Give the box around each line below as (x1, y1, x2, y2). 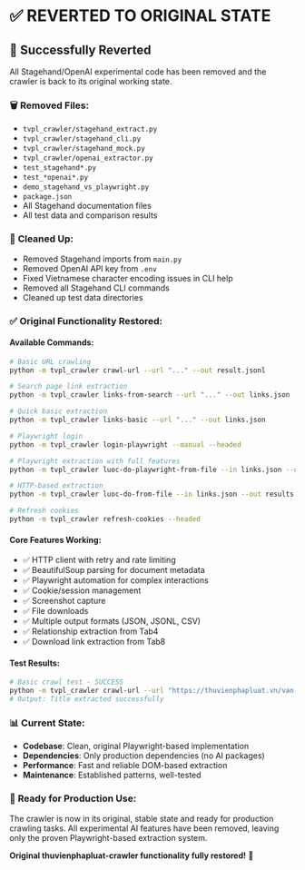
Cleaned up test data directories (22, 292, 143, 302)
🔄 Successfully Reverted (9, 42, 152, 57)
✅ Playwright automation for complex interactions (22, 575, 209, 586)
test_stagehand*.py (22, 163, 97, 173)
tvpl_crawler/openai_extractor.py (22, 153, 153, 163)
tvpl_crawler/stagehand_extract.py (22, 124, 158, 134)
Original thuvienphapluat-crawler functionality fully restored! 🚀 (9, 850, 254, 861)
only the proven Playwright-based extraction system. (9, 832, 208, 843)
